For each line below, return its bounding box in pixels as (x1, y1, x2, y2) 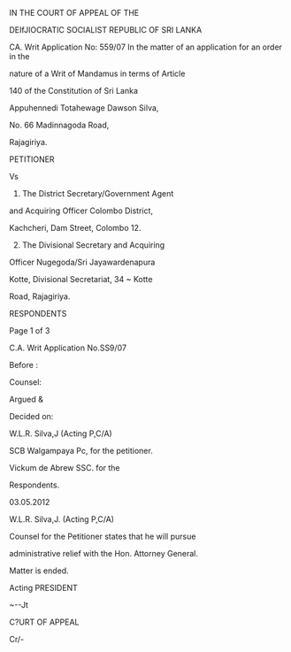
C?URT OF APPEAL (9, 617, 80, 627)
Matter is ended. (9, 565, 69, 576)
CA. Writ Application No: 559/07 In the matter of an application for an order (9, 42, 283, 52)
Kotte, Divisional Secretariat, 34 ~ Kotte (9, 274, 153, 284)
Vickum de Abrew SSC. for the (9, 463, 121, 472)
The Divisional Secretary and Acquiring (21, 240, 165, 250)
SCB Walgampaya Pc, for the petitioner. (9, 446, 153, 456)
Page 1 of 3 (9, 326, 50, 335)
